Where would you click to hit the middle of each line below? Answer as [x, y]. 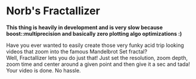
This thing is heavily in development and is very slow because [85, 27]
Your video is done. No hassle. [44, 70]
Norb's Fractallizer [53, 11]
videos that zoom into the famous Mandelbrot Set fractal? [77, 51]
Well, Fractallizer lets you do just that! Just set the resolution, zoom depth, [97, 58]
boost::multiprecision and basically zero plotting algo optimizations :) [94, 33]
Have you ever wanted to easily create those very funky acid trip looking [95, 45]
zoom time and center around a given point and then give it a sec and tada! [98, 64]
